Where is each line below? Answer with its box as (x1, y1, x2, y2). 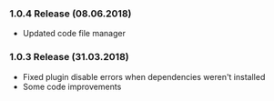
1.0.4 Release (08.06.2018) (9, 7, 132, 20)
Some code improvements (22, 81, 122, 92)
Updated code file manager (22, 28, 126, 39)
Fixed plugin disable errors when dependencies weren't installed (22, 71, 266, 82)
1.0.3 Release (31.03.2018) (9, 51, 129, 64)
